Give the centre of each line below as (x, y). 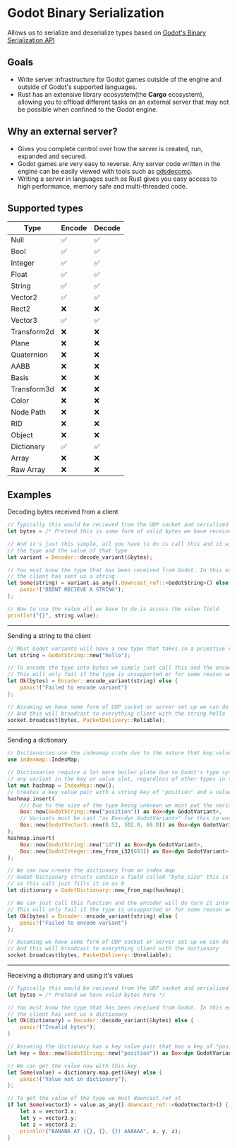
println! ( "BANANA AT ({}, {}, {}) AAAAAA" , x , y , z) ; (101, 1131)
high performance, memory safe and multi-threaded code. (102, 186)
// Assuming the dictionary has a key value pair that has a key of (110, 1047)
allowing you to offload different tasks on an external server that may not (123, 102)
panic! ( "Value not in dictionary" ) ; (74, 1079)
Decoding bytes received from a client (63, 512)
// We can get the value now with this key (72, 1066)
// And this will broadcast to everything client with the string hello (116, 714)
